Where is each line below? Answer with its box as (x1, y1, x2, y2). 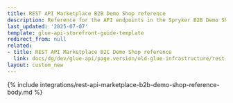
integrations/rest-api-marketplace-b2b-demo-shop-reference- (40, 80, 220, 88)
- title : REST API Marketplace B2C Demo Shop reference (7, 49, 172, 56)
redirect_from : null (7, 36, 67, 43)
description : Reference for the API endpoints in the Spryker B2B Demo (7, 17, 218, 24)
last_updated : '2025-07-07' (7, 23, 89, 30)
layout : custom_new (7, 62, 64, 68)
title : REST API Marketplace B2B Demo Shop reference (7, 10, 166, 17)
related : (7, 42, 33, 49)
